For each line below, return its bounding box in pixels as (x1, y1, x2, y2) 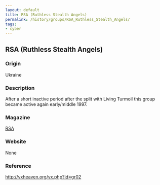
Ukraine (5, 71, 22, 78)
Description (5, 84, 35, 91)
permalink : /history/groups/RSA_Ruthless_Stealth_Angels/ (5, 17, 130, 22)
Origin (5, 60, 21, 67)
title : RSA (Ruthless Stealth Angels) (5, 12, 87, 17)
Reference (5, 162, 31, 169)
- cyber (5, 26, 22, 31)
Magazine (5, 114, 30, 121)
